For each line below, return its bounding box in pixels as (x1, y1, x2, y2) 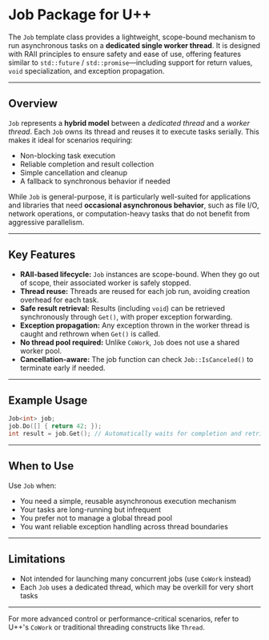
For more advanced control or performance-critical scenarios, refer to (8, 614, 239, 623)
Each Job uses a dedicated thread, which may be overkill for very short (19, 582, 254, 592)
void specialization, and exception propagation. (8, 66, 165, 75)
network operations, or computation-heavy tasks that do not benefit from (8, 208, 251, 218)
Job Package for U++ (8, 6, 152, 24)
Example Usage (8, 393, 88, 407)
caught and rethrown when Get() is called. (19, 328, 161, 338)
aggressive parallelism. (8, 217, 85, 227)
